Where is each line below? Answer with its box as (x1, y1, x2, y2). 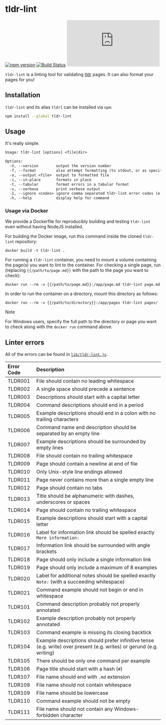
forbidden (36, 712, 59, 719)
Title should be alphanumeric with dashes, (36, 493, 134, 500)
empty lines (36, 444, 64, 451)
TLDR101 (7, 604, 31, 611)
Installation (5, 91, 41, 99)
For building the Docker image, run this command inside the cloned (5, 233, 142, 239)
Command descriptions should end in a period (36, 402, 144, 409)
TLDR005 (7, 413, 31, 420)
